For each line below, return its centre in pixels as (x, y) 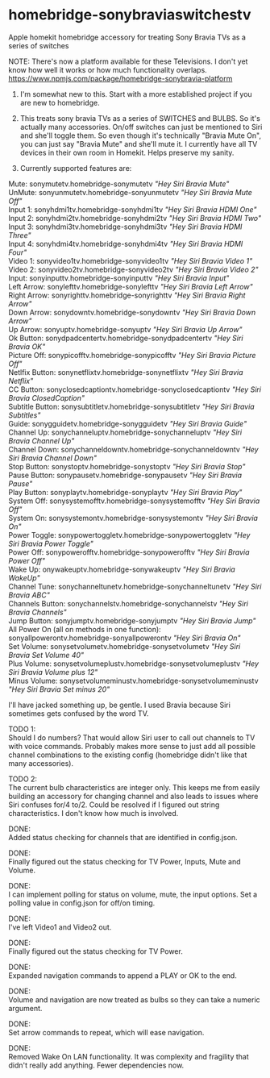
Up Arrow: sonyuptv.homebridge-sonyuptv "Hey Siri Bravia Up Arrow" (126, 329)
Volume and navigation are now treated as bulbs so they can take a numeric (134, 999)
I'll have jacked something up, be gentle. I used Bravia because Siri (120, 705)
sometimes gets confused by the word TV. (79, 713)
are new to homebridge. (60, 102)
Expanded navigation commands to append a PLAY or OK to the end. (123, 975)
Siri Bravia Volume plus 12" (53, 672)
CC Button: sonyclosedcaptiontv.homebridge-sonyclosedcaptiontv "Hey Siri (135, 389)
